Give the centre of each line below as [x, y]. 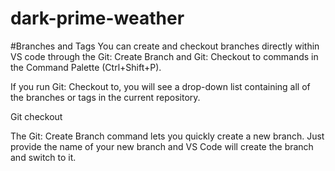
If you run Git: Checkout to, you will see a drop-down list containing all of [160, 86]
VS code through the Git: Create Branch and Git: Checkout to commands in [164, 56]
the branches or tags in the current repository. [105, 97]
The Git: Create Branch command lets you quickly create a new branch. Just [167, 136]
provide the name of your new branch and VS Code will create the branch [162, 146]
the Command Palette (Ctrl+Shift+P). [86, 67]
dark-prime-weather [97, 18]
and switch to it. [43, 157]
